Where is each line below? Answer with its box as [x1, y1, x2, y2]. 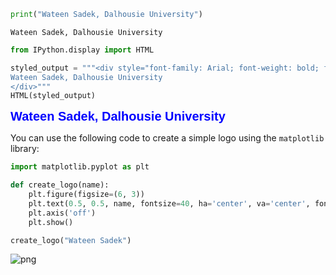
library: [10, 143, 40, 155]
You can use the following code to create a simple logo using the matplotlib [10, 132, 325, 144]
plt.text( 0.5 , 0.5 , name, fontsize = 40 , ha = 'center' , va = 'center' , [28, 198, 311, 209]
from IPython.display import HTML [10, 45, 155, 55]
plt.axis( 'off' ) [28, 208, 97, 218]
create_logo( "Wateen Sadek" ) [10, 235, 132, 245]
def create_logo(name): [10, 180, 110, 190]
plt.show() [28, 217, 74, 227]
